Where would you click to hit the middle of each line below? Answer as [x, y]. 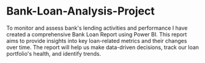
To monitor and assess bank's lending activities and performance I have [97, 28]
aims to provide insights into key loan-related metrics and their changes [97, 41]
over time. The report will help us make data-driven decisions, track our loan [103, 47]
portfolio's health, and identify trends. [54, 53]
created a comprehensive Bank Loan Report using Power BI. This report [97, 34]
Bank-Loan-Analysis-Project [80, 11]
